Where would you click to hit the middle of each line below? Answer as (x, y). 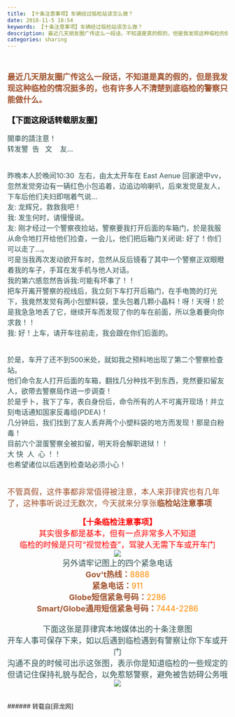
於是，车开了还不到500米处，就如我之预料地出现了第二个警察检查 (115, 360)
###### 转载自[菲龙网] (41, 707)
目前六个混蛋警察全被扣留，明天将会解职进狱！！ (88, 443)
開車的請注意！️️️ (32, 139)
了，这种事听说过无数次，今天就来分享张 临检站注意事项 (109, 503)
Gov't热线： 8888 (117, 575)
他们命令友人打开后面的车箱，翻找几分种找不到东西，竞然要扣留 (113, 381)
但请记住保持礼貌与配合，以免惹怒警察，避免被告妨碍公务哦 (117, 675)
